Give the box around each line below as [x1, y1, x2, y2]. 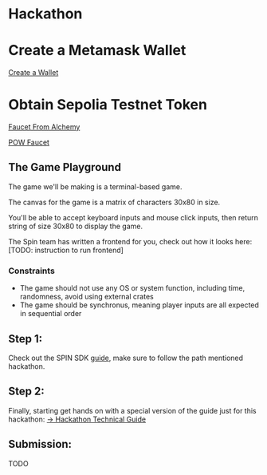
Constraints [8, 265, 56, 276]
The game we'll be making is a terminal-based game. [8, 181, 183, 192]
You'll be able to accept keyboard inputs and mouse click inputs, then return [8, 212, 259, 222]
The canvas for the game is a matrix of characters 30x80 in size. [8, 197, 221, 207]
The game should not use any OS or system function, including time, [19, 283, 245, 293]
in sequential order [19, 309, 82, 319]
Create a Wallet [8, 68, 59, 77]
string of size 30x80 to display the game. [8, 221, 143, 231]
